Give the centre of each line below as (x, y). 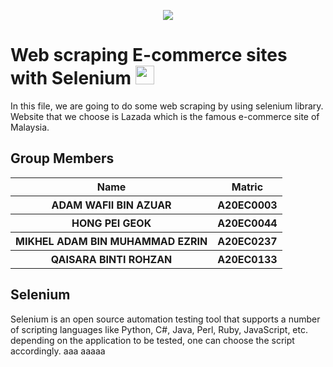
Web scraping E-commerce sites (149, 55)
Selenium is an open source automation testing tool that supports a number (165, 319)
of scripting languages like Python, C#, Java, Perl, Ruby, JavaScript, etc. (159, 329)
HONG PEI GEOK (111, 223)
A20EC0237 (247, 241)
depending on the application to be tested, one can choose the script (152, 340)
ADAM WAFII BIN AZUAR (111, 205)
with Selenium (71, 78)
